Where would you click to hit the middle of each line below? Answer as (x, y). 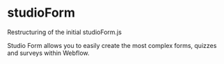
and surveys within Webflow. (48, 53)
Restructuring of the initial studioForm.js (64, 32)
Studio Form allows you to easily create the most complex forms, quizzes (112, 45)
